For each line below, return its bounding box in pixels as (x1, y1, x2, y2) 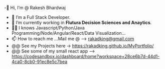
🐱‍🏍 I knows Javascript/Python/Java (11, 25, 85, 31)
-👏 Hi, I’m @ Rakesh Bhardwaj (4, 5, 66, 10)
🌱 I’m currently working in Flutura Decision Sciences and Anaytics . (11, 20, 152, 25)
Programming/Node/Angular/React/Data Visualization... (11, 30, 126, 36)
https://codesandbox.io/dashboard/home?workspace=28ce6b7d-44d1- (11, 54, 160, 59)
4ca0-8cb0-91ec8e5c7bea (11, 59, 68, 65)
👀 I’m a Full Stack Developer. (11, 14, 71, 20)
